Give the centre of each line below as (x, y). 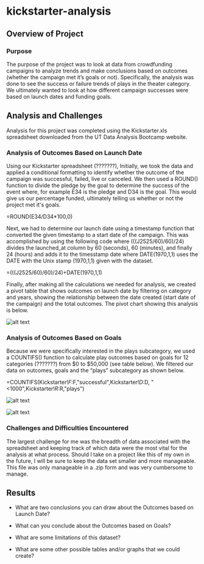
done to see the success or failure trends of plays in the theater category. (98, 83)
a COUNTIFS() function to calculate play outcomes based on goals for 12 (97, 358)
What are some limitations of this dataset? (68, 538)
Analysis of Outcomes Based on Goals (64, 337)
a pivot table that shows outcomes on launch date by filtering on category (99, 291)
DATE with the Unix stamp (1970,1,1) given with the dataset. (80, 261)
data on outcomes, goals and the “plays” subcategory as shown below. (95, 370)
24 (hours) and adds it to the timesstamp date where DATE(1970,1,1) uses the (102, 254)
